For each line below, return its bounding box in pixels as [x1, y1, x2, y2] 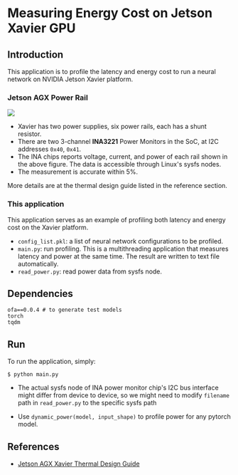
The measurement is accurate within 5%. [17, 167, 139, 176]
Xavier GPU [7, 20, 76, 36]
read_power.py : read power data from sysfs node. [17, 267, 162, 276]
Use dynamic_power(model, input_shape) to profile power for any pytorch [17, 412, 231, 421]
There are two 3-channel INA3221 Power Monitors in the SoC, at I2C [17, 137, 219, 146]
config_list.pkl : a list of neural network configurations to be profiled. [17, 236, 224, 245]
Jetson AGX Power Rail [7, 93, 89, 103]
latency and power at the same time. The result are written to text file [17, 251, 220, 261]
